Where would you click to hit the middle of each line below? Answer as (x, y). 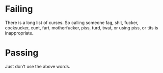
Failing (19, 9)
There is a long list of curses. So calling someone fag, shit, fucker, (72, 23)
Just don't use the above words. (38, 66)
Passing (22, 53)
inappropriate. (19, 33)
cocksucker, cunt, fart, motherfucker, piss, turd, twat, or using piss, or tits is (82, 27)
